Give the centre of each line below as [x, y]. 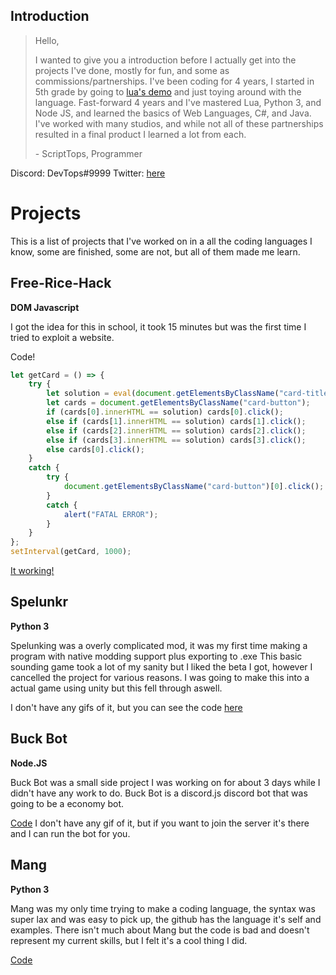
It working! [32, 571]
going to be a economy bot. [67, 803]
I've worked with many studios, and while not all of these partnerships [179, 123]
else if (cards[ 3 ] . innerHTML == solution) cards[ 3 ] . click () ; [176, 440]
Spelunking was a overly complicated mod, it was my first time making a [159, 645]
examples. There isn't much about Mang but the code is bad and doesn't [160, 930]
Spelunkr [39, 602]
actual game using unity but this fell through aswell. [116, 688]
